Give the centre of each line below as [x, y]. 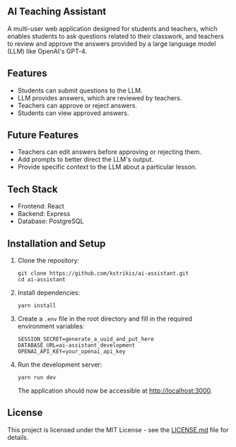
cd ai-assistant [41, 280]
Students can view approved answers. [73, 113]
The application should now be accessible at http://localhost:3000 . [115, 391]
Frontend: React [41, 206]
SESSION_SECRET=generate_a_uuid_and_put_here [85, 339]
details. [18, 437]
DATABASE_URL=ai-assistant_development [76, 345]
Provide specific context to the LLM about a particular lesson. [107, 167]
